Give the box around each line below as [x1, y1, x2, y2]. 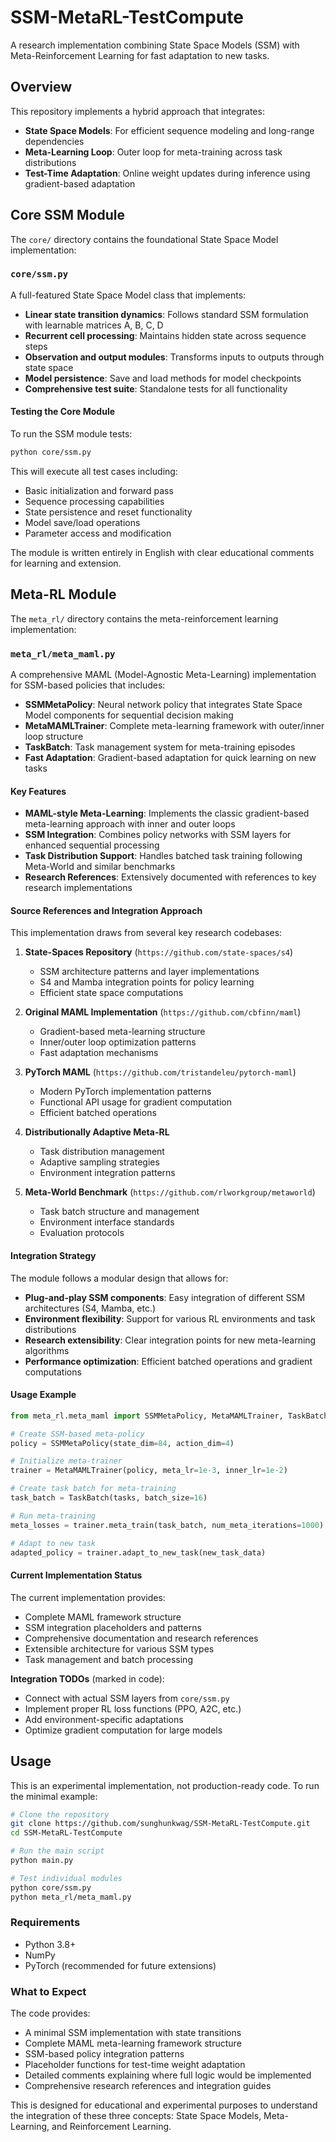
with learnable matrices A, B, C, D [24, 319, 164, 331]
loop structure [24, 731, 84, 743]
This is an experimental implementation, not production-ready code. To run [10, 1779, 320, 1791]
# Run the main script [10, 1846, 105, 1856]
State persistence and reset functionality [24, 506, 193, 518]
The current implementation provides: [10, 1591, 166, 1603]
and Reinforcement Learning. [51, 2121, 172, 2133]
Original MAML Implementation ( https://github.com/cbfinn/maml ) [24, 1006, 302, 1018]
